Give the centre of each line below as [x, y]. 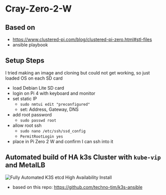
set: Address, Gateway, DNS [49, 109]
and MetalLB [25, 165]
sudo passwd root [38, 120]
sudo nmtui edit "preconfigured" [55, 104]
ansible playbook [30, 45]
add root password [32, 114]
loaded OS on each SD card [34, 78]
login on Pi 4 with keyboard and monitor [54, 93]
